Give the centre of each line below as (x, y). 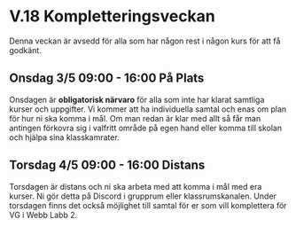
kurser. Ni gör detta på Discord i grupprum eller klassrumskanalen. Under (143, 196)
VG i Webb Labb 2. (43, 215)
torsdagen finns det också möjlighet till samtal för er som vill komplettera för (148, 205)
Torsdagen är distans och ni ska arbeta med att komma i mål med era (136, 186)
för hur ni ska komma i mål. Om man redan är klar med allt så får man (135, 118)
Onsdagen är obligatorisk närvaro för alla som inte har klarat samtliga (137, 99)
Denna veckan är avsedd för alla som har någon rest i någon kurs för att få (145, 41)
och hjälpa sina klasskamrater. (64, 137)
